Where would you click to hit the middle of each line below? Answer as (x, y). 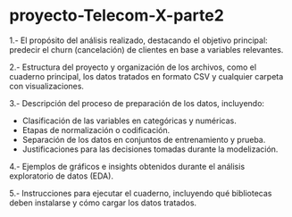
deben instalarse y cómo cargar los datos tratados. (103, 203)
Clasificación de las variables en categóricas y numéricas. (129, 121)
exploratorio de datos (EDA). (62, 176)
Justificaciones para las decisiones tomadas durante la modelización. (150, 149)
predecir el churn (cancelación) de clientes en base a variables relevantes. (146, 49)
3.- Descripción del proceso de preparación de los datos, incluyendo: (137, 103)
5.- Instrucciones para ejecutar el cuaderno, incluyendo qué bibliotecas (141, 193)
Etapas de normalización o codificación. (96, 129)
